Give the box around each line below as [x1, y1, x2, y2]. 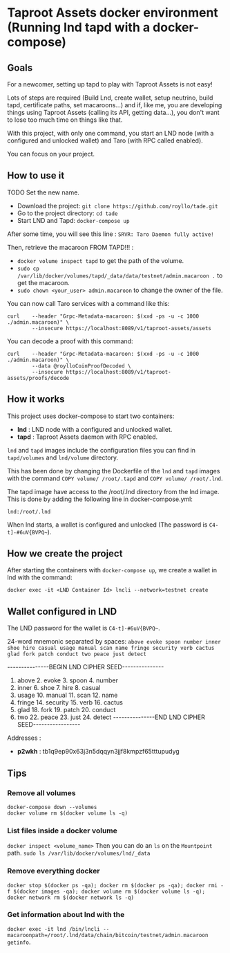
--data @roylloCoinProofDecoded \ [32, 362, 131, 370]
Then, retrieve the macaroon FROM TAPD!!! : [7, 243, 134, 251]
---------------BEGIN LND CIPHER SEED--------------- [7, 663, 164, 671]
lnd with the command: [7, 573, 73, 582]
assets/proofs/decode [7, 374, 70, 381]
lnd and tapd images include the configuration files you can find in [7, 446, 195, 454]
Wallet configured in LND [7, 606, 117, 617]
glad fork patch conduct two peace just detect [7, 651, 147, 658]
